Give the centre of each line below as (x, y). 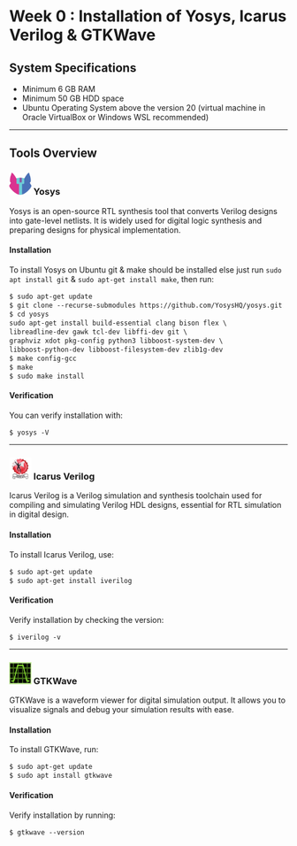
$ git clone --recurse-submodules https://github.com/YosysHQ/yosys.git (146, 305)
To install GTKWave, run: (54, 750)
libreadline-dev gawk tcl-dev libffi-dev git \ (99, 332)
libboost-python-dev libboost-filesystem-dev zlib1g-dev (116, 350)
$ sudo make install (47, 376)
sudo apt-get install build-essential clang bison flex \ (118, 323)
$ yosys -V (29, 433)
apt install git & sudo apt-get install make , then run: (112, 279)
